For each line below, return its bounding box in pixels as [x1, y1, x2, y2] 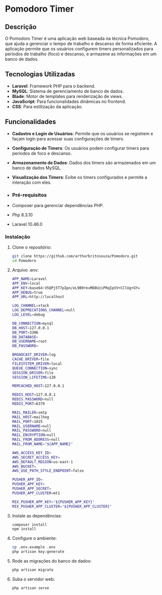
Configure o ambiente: [12, 535, 57, 541]
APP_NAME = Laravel [12, 276, 47, 281]
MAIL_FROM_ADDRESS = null [12, 437, 60, 442]
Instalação [5, 233, 30, 240]
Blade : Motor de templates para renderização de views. [12, 93, 123, 99]
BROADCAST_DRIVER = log [12, 353, 56, 357]
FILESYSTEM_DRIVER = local [12, 361, 62, 366]
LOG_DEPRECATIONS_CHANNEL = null [12, 308, 75, 313]
